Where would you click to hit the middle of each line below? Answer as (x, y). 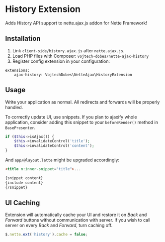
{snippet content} (24, 178)
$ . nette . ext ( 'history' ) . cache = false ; (46, 235)
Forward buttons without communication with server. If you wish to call (78, 220)
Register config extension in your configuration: (61, 61)
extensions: (17, 70)
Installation (23, 39)
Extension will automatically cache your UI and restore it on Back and (76, 215)
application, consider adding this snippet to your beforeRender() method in (82, 122)
